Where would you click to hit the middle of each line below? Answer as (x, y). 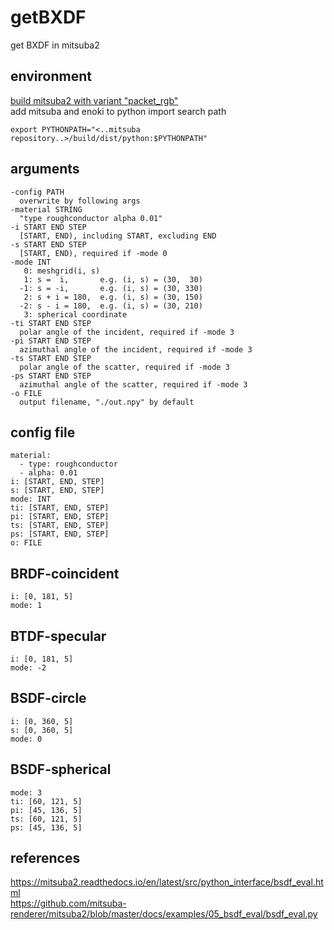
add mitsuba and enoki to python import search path (118, 111)
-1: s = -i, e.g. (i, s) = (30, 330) (111, 288)
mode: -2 (28, 668)
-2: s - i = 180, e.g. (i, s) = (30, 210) (111, 306)
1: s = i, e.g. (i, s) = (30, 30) (113, 279)
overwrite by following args (80, 201)
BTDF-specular (58, 636)
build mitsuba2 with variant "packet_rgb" (94, 100)
